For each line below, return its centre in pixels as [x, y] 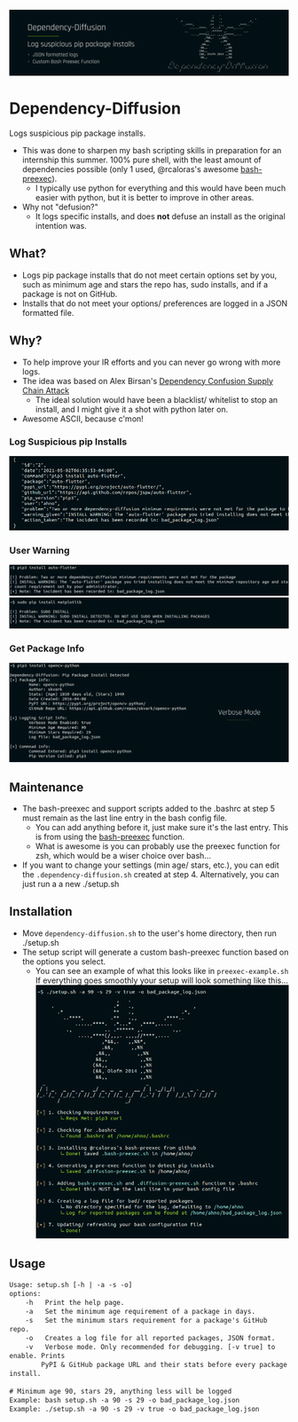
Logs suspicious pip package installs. [78, 133]
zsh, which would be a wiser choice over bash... [123, 855]
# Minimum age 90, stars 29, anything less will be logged [121, 1392]
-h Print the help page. [75, 1303]
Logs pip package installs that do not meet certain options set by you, [149, 275]
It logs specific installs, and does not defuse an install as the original [160, 216]
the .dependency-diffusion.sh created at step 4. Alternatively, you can [150, 874]
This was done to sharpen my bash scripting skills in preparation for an [152, 151]
